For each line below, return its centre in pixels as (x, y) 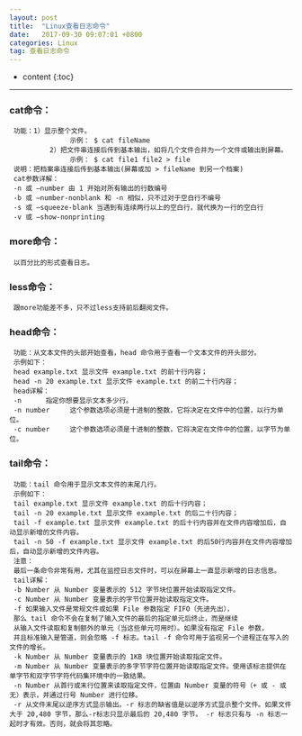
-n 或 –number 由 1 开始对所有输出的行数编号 (90, 189)
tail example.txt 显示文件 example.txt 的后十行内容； (111, 504)
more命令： (35, 241)
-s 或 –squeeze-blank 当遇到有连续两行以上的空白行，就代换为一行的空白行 (138, 208)
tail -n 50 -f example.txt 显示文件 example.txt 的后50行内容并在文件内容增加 (152, 541)
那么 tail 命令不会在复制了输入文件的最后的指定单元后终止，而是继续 (125, 618)
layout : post (34, 18)
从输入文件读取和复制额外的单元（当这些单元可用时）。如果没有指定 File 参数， (141, 628)
